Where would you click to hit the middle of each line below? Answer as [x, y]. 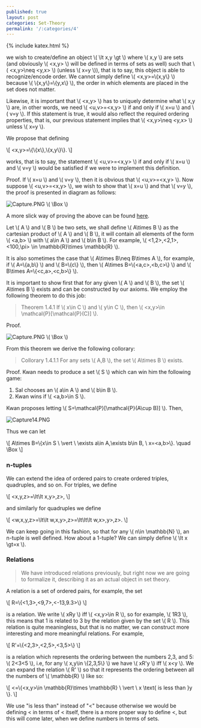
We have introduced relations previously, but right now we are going [105, 573]
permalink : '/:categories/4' [43, 29]
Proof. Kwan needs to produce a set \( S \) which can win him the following [98, 372]
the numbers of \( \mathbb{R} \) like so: [55, 676]
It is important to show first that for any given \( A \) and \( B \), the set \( [95, 283]
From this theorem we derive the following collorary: [71, 349]
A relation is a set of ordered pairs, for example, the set [74, 591]
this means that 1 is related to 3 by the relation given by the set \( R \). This [98, 620]
